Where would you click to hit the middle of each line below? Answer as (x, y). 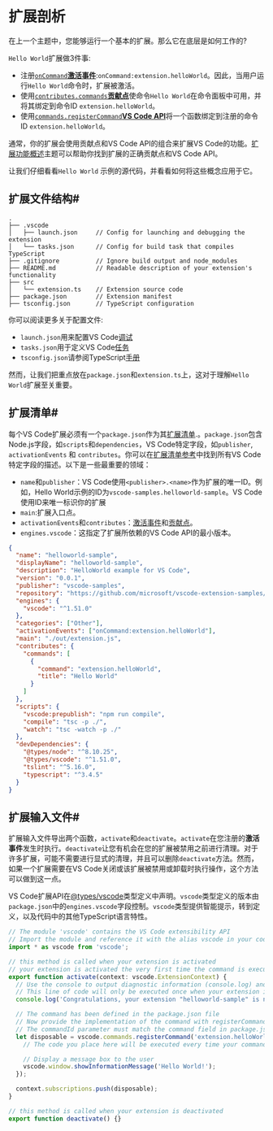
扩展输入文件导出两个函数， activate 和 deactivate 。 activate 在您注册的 (127, 838)
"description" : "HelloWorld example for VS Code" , (103, 571)
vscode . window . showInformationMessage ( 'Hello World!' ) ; (120, 1067)
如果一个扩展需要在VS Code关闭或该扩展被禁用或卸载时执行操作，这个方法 (133, 869)
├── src (22, 282)
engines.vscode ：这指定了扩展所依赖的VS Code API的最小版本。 (128, 533)
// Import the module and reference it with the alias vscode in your (130, 940)
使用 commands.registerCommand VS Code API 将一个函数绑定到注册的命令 (139, 115)
